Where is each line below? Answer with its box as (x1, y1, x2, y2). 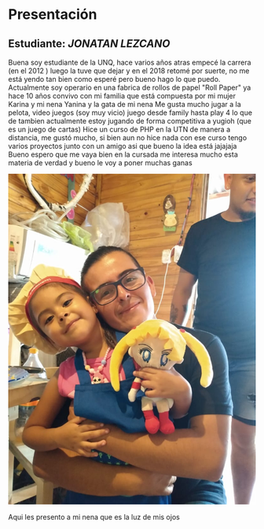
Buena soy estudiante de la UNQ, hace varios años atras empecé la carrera (8, 57, 251, 67)
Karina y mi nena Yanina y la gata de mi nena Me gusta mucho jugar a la (8, 100, 241, 109)
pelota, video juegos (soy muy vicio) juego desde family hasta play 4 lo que (8, 108, 253, 117)
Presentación (8, 6, 97, 24)
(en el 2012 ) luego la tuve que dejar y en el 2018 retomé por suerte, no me (8, 66, 250, 76)
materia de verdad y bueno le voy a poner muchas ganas (8, 158, 192, 167)
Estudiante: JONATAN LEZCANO (8, 37, 170, 50)
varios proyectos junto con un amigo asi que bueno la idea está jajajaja (8, 142, 237, 150)
